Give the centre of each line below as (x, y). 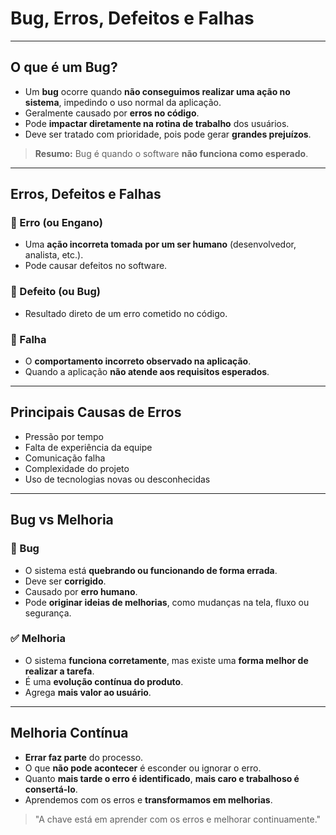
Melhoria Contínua (69, 733)
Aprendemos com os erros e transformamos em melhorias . (148, 799)
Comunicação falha (65, 458)
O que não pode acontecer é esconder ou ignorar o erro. (143, 768)
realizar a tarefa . (59, 671)
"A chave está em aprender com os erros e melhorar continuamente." (178, 819)
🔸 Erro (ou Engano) (56, 223)
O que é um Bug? (64, 67)
